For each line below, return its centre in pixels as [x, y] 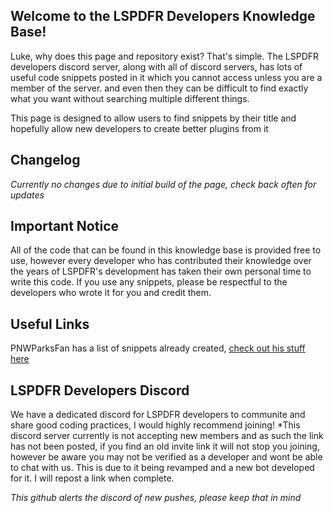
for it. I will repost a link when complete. [92, 478]
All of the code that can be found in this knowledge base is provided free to [166, 250]
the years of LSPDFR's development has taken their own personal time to [161, 271]
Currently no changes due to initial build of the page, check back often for [163, 184]
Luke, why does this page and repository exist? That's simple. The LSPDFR [165, 56]
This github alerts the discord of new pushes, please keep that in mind [156, 498]
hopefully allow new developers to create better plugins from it [139, 128]
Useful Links [50, 324]
